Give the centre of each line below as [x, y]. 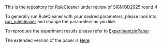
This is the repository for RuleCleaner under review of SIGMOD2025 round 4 [81, 7]
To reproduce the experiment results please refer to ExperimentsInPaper [77, 31]
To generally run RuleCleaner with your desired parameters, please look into [81, 16]
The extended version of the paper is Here [47, 40]
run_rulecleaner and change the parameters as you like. [60, 22]
